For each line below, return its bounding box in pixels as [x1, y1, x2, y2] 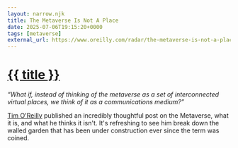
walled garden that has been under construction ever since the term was [7, 126, 220, 135]
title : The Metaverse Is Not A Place [7, 17, 119, 24]
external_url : [7, 37, 50, 44]
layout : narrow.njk [7, 10, 65, 18]
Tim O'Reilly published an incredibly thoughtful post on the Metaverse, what [7, 111, 229, 120]
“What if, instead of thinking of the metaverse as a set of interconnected [7, 90, 220, 99]
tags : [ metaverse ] [7, 30, 62, 37]
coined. [7, 134, 30, 142]
